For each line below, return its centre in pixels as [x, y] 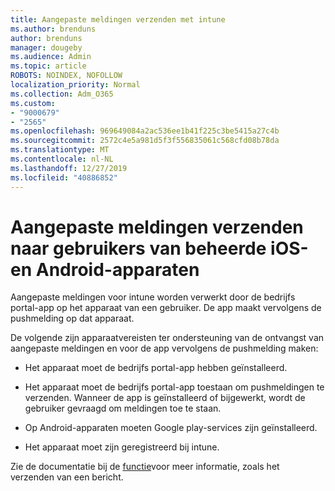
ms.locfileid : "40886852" [64, 177]
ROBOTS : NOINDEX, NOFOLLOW [66, 76]
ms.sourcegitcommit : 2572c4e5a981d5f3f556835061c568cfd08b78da [145, 141]
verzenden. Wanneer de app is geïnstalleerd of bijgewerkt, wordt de [165, 398]
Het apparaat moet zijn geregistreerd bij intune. [122, 447]
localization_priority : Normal [75, 85]
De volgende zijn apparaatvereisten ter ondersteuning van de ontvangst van [167, 338]
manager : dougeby [46, 47]
